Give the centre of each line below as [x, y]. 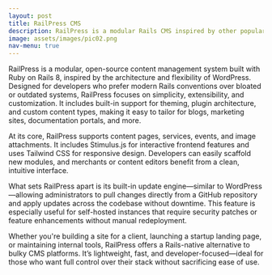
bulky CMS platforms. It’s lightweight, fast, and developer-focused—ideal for [136, 254]
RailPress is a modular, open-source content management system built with [134, 69]
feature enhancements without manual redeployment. [98, 221]
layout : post [30, 16]
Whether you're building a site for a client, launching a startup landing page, [135, 236]
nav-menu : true [34, 46]
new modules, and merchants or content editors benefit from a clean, [124, 162]
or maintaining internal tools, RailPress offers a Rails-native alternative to [130, 245]
